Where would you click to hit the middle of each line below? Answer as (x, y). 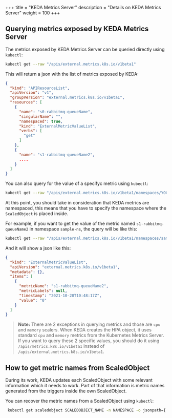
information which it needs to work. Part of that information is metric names (85, 386)
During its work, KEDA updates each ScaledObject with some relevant (79, 380)
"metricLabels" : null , (43, 291)
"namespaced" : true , (41, 121)
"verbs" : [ (30, 131)
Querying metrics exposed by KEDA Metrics (77, 29)
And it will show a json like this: (38, 248)
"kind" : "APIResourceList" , (40, 88)
